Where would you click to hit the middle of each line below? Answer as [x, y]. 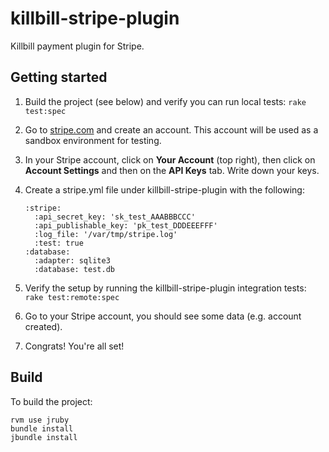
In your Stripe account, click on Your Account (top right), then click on [170, 159]
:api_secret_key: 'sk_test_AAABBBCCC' [115, 217]
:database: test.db [74, 269]
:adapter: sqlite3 [72, 260]
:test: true [59, 243]
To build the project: [51, 401]
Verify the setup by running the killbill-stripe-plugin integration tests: [165, 288]
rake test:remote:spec [72, 297]
